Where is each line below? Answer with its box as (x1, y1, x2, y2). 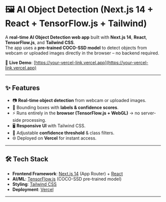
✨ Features (5, 84, 40, 92)
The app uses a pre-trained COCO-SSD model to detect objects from (5, 45, 147, 50)
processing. (22, 117, 46, 123)
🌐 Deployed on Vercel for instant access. (12, 135, 97, 141)
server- (141, 110, 156, 116)
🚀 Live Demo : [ (5, 59, 36, 65)
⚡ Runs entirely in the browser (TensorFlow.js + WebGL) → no (12, 110, 140, 116)
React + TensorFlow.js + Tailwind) (5, 18, 147, 29)
